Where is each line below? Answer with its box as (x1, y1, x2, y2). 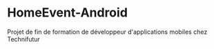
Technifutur (7, 35, 40, 43)
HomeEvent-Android (7, 5, 128, 21)
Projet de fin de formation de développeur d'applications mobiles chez (7, 28, 208, 36)
